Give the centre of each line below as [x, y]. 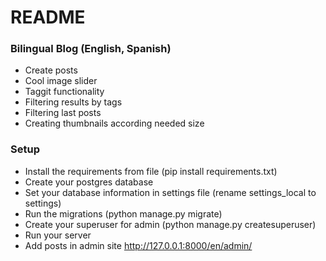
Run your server [58, 235]
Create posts [51, 70]
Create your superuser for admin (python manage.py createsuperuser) [170, 224]
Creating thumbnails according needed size [114, 123]
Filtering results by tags [73, 102]
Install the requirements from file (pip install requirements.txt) [151, 171]
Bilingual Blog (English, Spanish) [91, 49]
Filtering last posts [63, 113]
